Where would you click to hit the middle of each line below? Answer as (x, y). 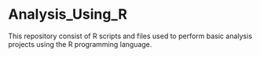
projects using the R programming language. (80, 44)
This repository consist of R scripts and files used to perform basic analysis (130, 36)
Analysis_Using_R (68, 14)
